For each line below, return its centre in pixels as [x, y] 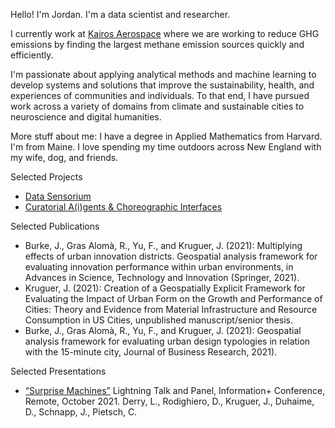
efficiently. [32, 55]
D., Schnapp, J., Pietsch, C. [81, 412]
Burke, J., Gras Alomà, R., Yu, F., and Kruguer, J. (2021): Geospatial [163, 330]
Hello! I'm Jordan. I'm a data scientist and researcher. [120, 14]
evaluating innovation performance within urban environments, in [159, 267]
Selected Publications [55, 226]
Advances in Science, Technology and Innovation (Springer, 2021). [162, 277]
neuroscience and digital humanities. [86, 117]
